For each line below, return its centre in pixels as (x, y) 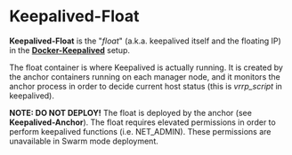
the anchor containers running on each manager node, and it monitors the (145, 76)
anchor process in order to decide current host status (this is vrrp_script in (146, 86)
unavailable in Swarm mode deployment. (84, 141)
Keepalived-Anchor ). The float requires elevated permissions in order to (142, 122)
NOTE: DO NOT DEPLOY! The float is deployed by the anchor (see (130, 112)
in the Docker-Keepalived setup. (70, 50)
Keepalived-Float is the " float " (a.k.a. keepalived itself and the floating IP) (146, 41)
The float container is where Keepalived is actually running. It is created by (146, 67)
